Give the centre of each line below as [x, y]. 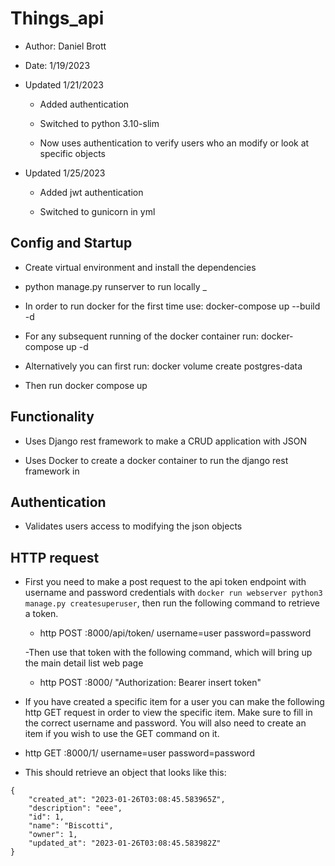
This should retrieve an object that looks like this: [125, 773]
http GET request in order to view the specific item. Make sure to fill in [168, 713]
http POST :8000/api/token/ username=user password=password [175, 633]
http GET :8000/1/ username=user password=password [140, 753]
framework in [52, 471]
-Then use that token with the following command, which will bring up [168, 653]
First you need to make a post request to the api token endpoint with [165, 582]
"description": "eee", [75, 808]
